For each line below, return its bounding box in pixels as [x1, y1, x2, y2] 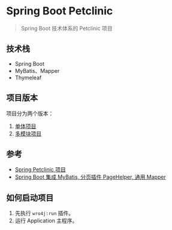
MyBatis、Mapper [14, 67, 60, 74]
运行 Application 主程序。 [14, 217, 78, 225]
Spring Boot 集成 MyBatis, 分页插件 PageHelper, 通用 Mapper [14, 173, 166, 180]
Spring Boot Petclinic [6, 4, 113, 18]
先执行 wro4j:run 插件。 [14, 210, 74, 217]
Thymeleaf [14, 73, 42, 81]
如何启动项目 [6, 192, 54, 203]
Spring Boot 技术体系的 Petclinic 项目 [20, 24, 113, 32]
